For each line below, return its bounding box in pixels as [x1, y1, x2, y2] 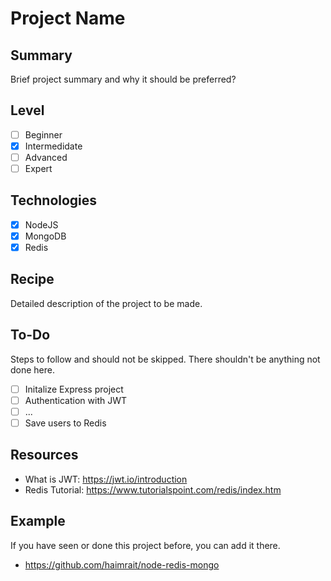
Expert [24, 163, 53, 174]
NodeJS [24, 218, 59, 231]
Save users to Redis [24, 417, 107, 429]
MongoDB [24, 230, 67, 242]
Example [10, 513, 66, 530]
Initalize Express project [24, 383, 124, 395]
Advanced [24, 151, 68, 163]
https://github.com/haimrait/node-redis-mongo [24, 558, 220, 571]
